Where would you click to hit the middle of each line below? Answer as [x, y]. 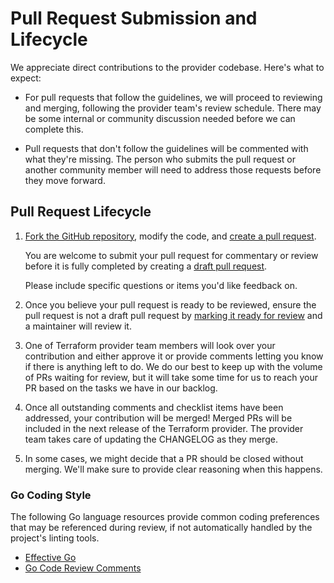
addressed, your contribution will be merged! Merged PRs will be [158, 418]
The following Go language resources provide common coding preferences [165, 517]
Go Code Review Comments [83, 568]
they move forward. [65, 180]
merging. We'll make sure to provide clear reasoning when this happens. [173, 469]
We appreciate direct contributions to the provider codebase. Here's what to [167, 67]
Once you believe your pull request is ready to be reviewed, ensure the [170, 304]
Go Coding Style [51, 495]
